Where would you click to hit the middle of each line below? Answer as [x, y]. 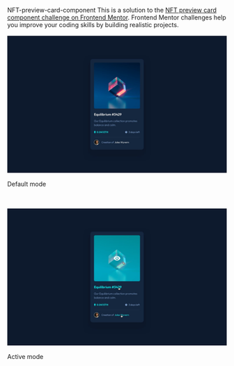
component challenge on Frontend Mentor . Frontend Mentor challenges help [117, 17]
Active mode [25, 357]
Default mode [27, 184]
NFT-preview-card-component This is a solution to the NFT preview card [112, 10]
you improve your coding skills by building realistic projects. [93, 25]
